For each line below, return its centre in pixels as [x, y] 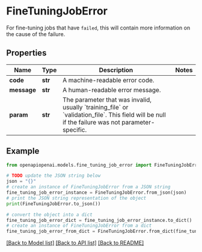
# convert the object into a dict [50, 215]
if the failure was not [91, 122]
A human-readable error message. [112, 90]
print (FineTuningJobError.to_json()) [54, 204]
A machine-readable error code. [108, 80]
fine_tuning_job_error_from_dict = [51, 232]
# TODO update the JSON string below [54, 176]
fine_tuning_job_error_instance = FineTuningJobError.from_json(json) [96, 193]
